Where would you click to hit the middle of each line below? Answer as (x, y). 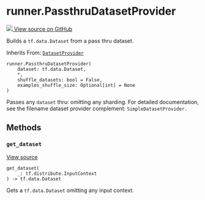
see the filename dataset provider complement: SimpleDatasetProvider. (97, 108)
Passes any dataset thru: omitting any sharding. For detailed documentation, (102, 102)
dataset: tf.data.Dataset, (52, 69)
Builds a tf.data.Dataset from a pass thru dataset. (70, 40)
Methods (24, 128)
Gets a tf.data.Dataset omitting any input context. (70, 190)
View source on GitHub (43, 29)
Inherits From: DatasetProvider (45, 53)
